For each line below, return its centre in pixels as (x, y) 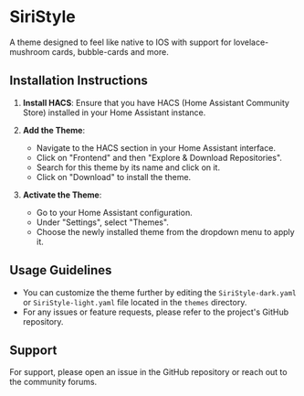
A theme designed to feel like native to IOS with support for (121, 42)
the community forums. (53, 382)
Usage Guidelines (61, 270)
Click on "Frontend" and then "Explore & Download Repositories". (159, 157)
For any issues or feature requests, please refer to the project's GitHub (156, 312)
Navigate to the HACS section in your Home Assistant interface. (156, 147)
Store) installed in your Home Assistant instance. (114, 112)
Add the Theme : (53, 130)
